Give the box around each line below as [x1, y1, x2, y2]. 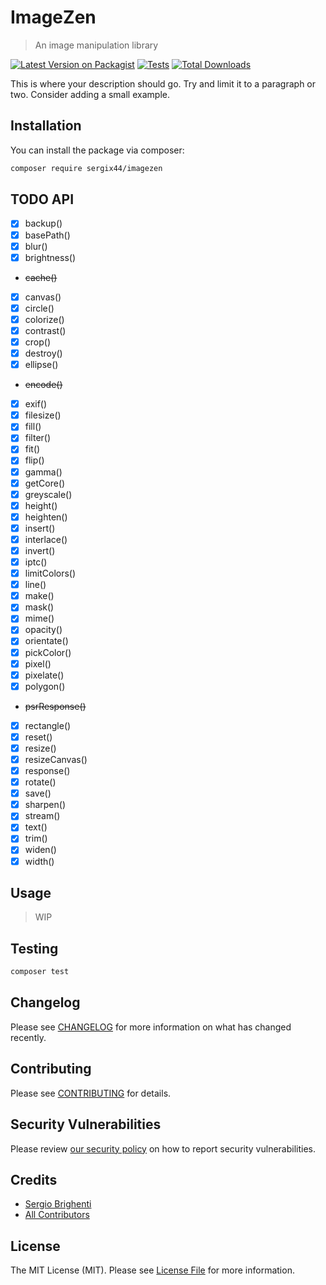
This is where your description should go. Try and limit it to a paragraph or [10, 77, 317, 90]
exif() [24, 398, 48, 410]
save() [24, 787, 52, 800]
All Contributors [24, 1209, 90, 1221]
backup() [24, 217, 63, 230]
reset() [24, 731, 53, 743]
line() [24, 579, 47, 591]
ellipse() [24, 359, 59, 371]
